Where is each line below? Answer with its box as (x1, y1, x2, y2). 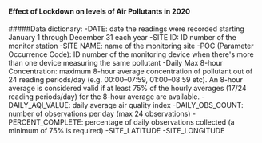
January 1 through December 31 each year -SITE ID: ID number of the (8, 33, 237, 42)
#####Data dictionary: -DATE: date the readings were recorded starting (8, 24, 245, 34)
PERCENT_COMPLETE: (8, 117, 84, 127)
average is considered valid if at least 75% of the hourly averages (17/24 (8, 84, 247, 93)
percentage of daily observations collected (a (85, 117, 235, 127)
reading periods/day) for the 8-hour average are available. (8, 92, 200, 101)
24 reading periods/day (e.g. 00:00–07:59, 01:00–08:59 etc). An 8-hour (8, 75, 244, 85)
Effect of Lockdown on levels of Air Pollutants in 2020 (8, 6, 191, 16)
